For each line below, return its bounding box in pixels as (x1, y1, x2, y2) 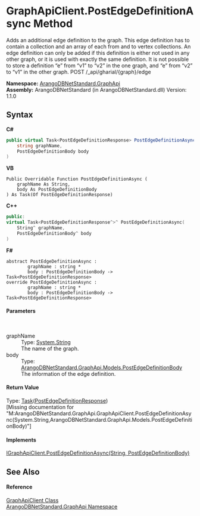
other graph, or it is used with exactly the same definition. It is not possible (6, 55, 189, 63)
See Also (6, 466, 40, 477)
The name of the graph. (21, 345, 79, 352)
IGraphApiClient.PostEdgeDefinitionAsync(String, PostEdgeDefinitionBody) (6, 449, 190, 457)
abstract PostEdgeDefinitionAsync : (6, 258, 97, 264)
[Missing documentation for (6, 404, 74, 411)
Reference (6, 483, 33, 490)
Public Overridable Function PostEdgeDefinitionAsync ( (6, 176, 148, 183)
